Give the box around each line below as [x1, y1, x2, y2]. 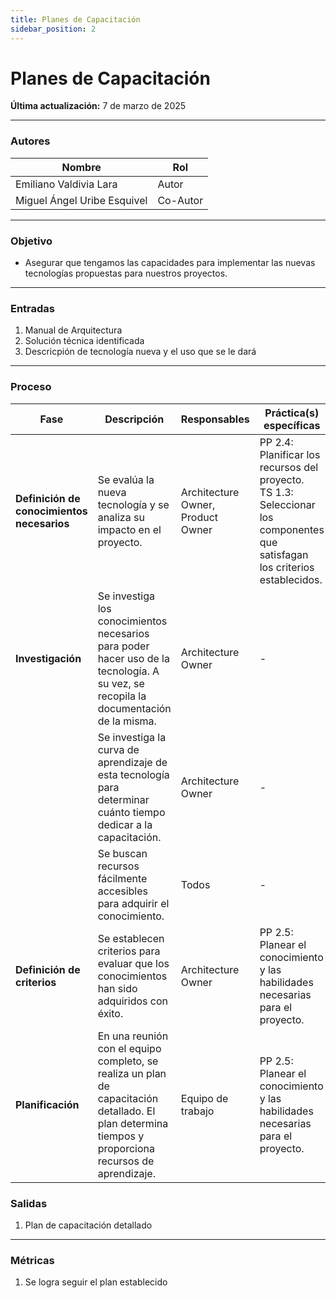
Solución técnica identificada [24, 335, 145, 347]
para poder [97, 639, 150, 653]
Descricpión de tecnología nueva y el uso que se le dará [24, 346, 257, 358]
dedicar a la [97, 817, 153, 831]
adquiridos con [97, 994, 168, 1008]
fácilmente [97, 871, 148, 885]
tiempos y [97, 1129, 145, 1143]
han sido [97, 981, 138, 995]
